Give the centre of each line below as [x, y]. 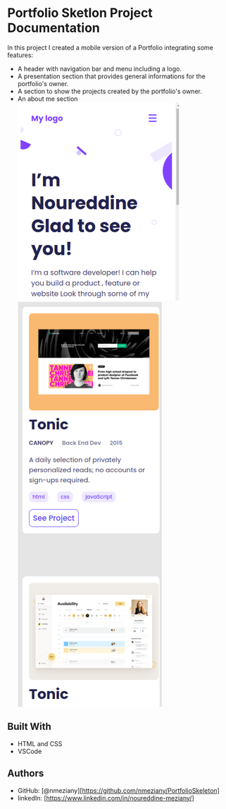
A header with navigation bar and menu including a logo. [99, 68]
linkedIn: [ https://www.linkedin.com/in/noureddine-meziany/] [106, 798]
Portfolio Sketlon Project [80, 13]
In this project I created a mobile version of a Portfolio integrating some [110, 47]
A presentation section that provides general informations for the [111, 76]
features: [20, 55]
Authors [26, 773]
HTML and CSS [40, 743]
